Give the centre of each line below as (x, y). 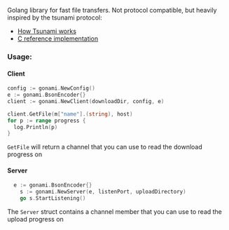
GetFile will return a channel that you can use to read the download (105, 147)
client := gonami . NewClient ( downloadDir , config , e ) (86, 101)
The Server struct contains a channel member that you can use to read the (115, 212)
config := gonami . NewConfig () (51, 88)
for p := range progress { (47, 121)
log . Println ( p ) (36, 127)
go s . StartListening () (53, 198)
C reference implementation (58, 39)
